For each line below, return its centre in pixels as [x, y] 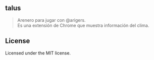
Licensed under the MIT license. [38, 53]
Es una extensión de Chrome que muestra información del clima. [83, 25]
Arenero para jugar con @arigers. [51, 20]
